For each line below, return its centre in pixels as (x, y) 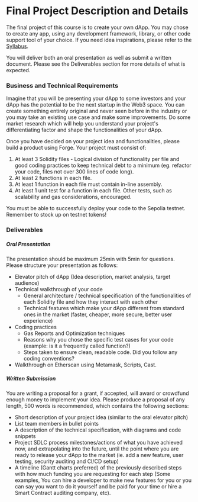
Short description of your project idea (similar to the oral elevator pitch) (101, 417)
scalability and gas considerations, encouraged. (73, 197)
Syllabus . (17, 46)
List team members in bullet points (57, 424)
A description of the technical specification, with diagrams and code (98, 430)
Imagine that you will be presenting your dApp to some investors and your (96, 98)
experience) (38, 321)
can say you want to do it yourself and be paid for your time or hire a (98, 487)
